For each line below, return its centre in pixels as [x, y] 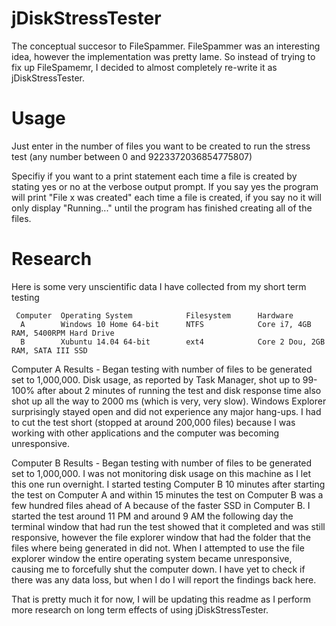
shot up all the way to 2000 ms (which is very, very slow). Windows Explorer [169, 401]
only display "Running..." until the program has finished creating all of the [162, 208]
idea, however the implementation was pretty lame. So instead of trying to [163, 56]
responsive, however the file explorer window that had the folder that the [161, 537]
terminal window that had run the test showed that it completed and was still [168, 526]
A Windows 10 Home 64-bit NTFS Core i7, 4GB [166, 324]
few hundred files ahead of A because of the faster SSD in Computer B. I [161, 505]
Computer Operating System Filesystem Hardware [154, 315]
